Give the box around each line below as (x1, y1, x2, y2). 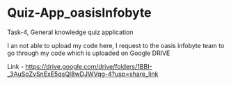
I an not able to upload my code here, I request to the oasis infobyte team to (7, 41, 225, 49)
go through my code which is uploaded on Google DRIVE (7, 49, 170, 57)
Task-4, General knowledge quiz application (7, 28, 134, 36)
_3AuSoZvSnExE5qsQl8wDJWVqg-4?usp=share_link (7, 70, 159, 78)
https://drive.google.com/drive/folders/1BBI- (25, 62, 152, 70)
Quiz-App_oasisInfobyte (7, 5, 152, 21)
